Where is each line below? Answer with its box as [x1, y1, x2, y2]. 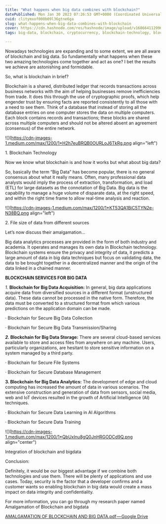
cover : [5, 26, 19, 31]
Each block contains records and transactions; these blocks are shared [5, 115, 150, 120]
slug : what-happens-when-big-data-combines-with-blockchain [5, 21, 132, 26]
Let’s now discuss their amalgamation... [5, 229, 85, 235]
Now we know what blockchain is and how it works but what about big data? [5, 159, 161, 165]
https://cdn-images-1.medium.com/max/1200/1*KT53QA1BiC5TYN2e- [11, 205, 154, 210]
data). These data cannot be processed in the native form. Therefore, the [5, 295, 154, 301]
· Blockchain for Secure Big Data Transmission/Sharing [5, 325, 117, 330]
